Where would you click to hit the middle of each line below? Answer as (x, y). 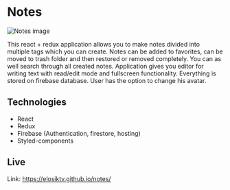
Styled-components (45, 141)
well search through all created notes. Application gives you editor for (105, 66)
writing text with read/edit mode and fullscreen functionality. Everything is (112, 73)
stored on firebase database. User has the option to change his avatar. (107, 80)
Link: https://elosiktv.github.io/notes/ (59, 178)
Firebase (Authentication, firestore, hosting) (79, 133)
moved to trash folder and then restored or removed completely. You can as (114, 58)
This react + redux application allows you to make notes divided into (104, 44)
